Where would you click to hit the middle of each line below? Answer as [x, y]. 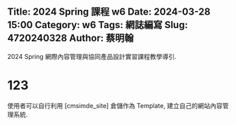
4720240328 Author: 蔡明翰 [70, 38]
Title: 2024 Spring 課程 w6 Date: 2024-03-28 [109, 12]
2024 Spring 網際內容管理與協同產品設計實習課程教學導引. [92, 56]
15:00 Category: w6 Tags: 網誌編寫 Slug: [98, 25]
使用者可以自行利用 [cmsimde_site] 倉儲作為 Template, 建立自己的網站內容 [115, 105]
